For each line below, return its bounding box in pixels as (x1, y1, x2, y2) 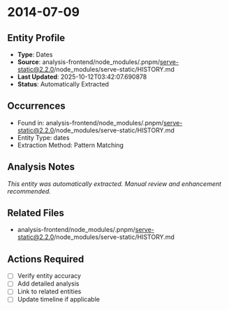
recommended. (7, 187, 51, 195)
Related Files (7, 207, 65, 219)
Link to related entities (17, 287, 82, 296)
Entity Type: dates (17, 133, 70, 141)
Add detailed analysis (17, 279, 80, 288)
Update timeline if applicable (17, 295, 100, 304)
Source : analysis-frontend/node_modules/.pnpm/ (17, 58, 161, 66)
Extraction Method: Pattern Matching (17, 141, 124, 149)
